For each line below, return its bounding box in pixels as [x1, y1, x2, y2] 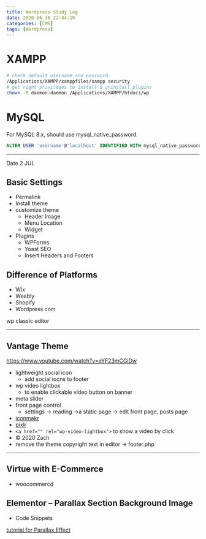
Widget [24, 226, 43, 233]
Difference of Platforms [6, 269, 98, 280]
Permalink [15, 194, 41, 201]
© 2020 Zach [15, 434, 50, 441]
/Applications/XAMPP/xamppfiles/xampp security [6, 78, 131, 85]
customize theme [15, 206, 59, 214]
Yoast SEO [24, 246, 51, 253]
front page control [15, 401, 61, 409]
